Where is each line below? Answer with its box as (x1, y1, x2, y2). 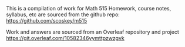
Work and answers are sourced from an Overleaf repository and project (6, 28, 179, 35)
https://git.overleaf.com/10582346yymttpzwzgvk (6, 35, 125, 41)
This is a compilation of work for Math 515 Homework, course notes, (6, 5, 171, 12)
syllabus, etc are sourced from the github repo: (6, 11, 120, 18)
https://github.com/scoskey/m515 (6, 17, 88, 24)
